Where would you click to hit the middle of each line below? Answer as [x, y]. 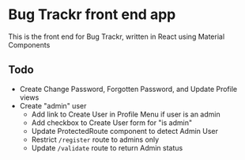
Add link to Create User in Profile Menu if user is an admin [126, 114]
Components [29, 44]
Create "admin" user [53, 105]
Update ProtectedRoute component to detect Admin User [125, 131]
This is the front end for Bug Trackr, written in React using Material [117, 36]
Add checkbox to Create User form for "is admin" [111, 122]
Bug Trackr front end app [92, 15]
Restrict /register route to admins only [95, 139]
